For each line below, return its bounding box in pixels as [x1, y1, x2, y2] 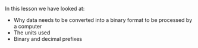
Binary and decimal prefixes [13, 36, 83, 42]
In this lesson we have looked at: [5, 5, 85, 12]
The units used [13, 29, 51, 36]
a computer [13, 23, 42, 30]
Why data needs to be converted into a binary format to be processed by [13, 17, 193, 23]
